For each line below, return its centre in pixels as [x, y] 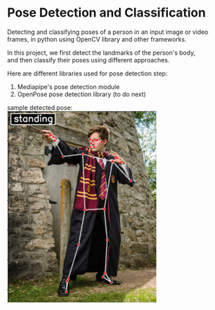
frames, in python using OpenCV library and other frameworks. [97, 39]
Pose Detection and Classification [106, 13]
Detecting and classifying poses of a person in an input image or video [108, 32]
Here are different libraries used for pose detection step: [87, 73]
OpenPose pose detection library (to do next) [82, 94]
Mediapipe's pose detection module [68, 86]
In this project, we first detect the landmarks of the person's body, [101, 53]
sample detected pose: [40, 107]
